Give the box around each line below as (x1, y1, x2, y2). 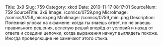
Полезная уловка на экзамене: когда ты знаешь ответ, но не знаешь (5, 20, 151, 25)
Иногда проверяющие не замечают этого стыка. (5, 35, 109, 41)
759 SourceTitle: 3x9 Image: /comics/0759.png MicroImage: (5, 9, 128, 15)
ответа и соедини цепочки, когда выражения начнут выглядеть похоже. (5, 30, 159, 36)
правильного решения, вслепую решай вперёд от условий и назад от (5, 25, 153, 31)
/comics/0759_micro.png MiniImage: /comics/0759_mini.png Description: (5, 15, 155, 20)
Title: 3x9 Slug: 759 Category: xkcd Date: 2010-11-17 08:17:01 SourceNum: (5, 4, 157, 10)
